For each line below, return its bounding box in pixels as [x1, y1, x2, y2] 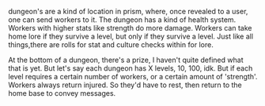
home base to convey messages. [8, 89, 116, 97]
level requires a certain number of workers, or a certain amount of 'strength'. [8, 72, 258, 81]
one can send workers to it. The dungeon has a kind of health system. [8, 15, 237, 24]
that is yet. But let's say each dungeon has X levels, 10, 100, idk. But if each [8, 64, 253, 73]
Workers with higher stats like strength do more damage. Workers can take [8, 24, 252, 32]
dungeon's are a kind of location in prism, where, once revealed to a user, [8, 7, 248, 16]
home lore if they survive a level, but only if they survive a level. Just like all [8, 31, 254, 41]
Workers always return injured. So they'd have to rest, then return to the [8, 80, 243, 90]
